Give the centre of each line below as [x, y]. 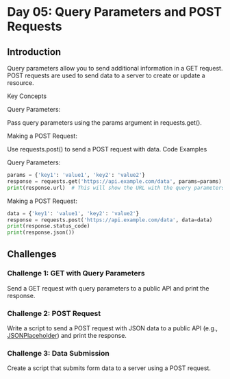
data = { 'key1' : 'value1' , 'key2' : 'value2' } [73, 213]
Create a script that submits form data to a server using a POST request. [109, 368]
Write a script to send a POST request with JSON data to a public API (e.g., [112, 328]
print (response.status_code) [49, 226]
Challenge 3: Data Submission [58, 354]
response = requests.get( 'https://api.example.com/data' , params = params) [115, 181]
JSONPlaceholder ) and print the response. [67, 336]
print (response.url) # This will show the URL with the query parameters [116, 188]
